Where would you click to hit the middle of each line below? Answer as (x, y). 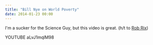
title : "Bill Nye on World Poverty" (42, 9)
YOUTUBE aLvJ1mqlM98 (30, 37)
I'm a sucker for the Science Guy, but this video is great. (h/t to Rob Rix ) (77, 28)
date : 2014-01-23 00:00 (29, 14)
